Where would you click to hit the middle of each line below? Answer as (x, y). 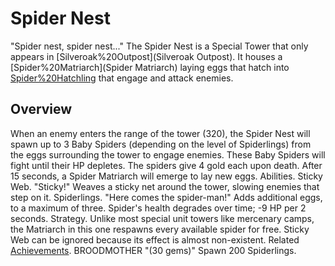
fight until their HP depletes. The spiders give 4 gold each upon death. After (166, 165)
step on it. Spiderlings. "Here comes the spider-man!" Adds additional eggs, (166, 197)
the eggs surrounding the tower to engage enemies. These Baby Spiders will (168, 154)
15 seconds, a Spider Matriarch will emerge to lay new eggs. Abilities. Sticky (166, 176)
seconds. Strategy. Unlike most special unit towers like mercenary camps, (162, 218)
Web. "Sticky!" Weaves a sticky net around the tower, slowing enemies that (165, 186)
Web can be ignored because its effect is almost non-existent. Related (155, 239)
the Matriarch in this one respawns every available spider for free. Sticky (160, 229)
